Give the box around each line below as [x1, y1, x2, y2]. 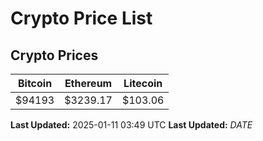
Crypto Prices [10, 47, 99, 64]
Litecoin [123, 77, 163, 90]
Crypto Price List [10, 7, 153, 30]
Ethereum [64, 77, 113, 90]
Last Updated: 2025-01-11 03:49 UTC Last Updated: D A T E [10, 119, 253, 131]
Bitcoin [17, 77, 53, 90]
